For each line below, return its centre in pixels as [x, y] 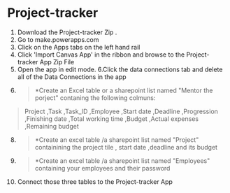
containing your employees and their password [102, 168]
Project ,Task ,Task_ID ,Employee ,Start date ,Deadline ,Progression [121, 111]
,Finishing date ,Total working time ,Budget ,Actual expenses [112, 119]
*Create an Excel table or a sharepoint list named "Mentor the [124, 90]
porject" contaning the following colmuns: [95, 98]
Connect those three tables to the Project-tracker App [95, 181]
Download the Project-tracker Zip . [67, 32]
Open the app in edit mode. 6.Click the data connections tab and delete [120, 69]
